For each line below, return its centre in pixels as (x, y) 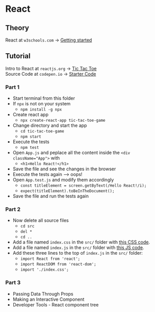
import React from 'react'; (50, 259)
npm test (30, 148)
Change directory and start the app (50, 125)
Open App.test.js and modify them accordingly (63, 180)
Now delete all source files (41, 220)
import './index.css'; (45, 270)
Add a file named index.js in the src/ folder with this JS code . (78, 248)
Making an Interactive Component (48, 299)
